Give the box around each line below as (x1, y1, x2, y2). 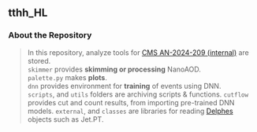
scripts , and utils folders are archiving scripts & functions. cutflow (27, 90, 249, 99)
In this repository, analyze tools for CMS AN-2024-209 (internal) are (27, 47, 250, 57)
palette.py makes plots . (27, 72, 108, 82)
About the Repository (8, 30, 92, 41)
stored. (27, 56, 51, 65)
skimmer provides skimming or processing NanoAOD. (27, 64, 201, 74)
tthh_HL (8, 6, 48, 20)
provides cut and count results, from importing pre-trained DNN (27, 97, 235, 107)
